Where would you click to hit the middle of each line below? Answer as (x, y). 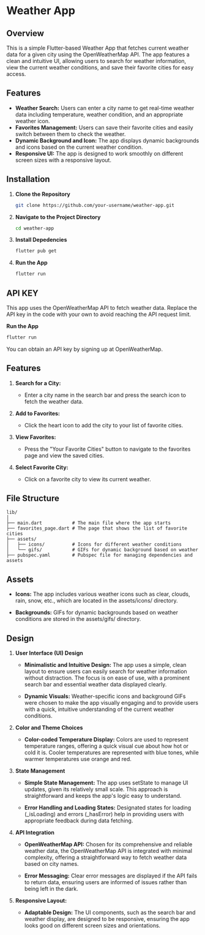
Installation (28, 179)
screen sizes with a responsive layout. (63, 160)
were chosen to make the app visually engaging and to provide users (111, 703)
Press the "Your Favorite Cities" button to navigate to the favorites (107, 449)
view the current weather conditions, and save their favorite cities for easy (100, 67)
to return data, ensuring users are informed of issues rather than (106, 882)
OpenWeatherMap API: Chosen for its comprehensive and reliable (108, 844)
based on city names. (51, 864)
